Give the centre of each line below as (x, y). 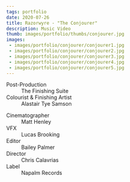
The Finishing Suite (45, 91)
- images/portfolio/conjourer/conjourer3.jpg (66, 56)
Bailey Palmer (38, 147)
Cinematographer (28, 115)
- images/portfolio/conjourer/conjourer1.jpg (66, 46)
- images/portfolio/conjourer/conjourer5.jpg (66, 68)
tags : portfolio (26, 12)
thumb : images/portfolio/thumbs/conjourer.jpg (65, 34)
